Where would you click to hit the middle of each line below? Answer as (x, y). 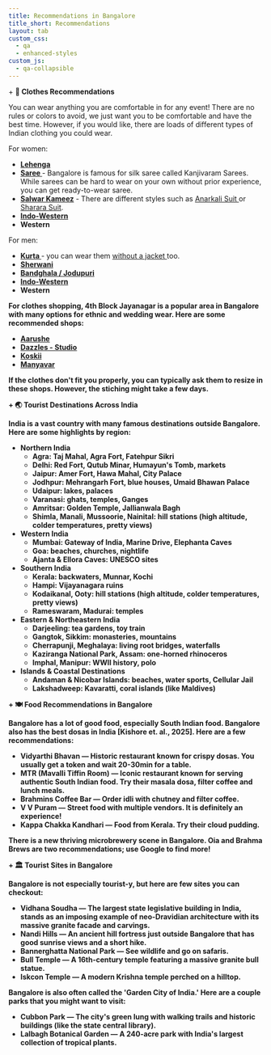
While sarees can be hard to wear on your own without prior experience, (141, 181)
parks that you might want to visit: (67, 1001)
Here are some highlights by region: (70, 432)
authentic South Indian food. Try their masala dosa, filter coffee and (136, 782)
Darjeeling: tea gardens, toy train (89, 628)
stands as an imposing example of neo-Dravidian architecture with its (140, 916)
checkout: (26, 892)
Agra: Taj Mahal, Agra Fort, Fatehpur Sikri (103, 456)
